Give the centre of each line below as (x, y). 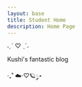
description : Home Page (41, 26)
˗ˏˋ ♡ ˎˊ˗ (18, 46)
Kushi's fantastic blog (38, 59)
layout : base (26, 13)
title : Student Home (37, 20)
